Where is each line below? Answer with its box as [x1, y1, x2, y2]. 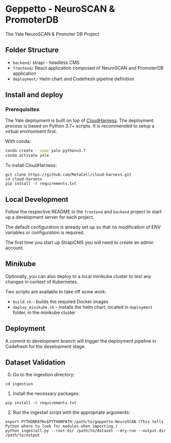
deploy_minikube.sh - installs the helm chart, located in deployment [12, 304, 153, 310]
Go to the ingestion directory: [12, 372, 75, 378]
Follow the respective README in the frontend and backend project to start [5, 208, 162, 215]
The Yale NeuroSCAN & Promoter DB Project [5, 31, 99, 37]
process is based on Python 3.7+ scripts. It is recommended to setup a [5, 123, 155, 129]
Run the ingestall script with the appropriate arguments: [12, 409, 131, 415]
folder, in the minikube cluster [12, 309, 76, 315]
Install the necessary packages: [12, 390, 80, 397]
